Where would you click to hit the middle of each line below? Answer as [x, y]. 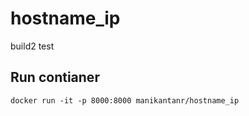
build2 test [32, 46]
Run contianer [55, 77]
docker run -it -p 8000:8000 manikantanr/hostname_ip [125, 100]
